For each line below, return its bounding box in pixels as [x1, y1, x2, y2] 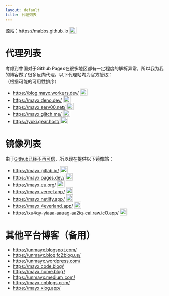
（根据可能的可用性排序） [5, 78, 59, 85]
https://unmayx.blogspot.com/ [12, 247, 77, 253]
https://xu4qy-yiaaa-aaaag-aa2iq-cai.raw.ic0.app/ [12, 210, 119, 216]
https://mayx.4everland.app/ [12, 203, 73, 209]
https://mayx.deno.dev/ [12, 97, 62, 103]
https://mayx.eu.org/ [12, 182, 56, 188]
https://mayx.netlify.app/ [12, 196, 65, 202]
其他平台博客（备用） [5, 229, 96, 241]
